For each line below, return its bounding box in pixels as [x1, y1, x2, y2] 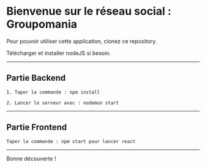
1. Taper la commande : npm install [6, 89, 100, 95]
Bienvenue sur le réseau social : [6, 4, 172, 18]
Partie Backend [6, 73, 66, 83]
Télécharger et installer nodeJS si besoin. [6, 49, 112, 56]
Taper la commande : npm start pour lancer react [6, 138, 136, 144]
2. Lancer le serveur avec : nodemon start [6, 100, 120, 106]
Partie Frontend [6, 122, 67, 133]
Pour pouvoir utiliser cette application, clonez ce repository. [6, 37, 158, 45]
